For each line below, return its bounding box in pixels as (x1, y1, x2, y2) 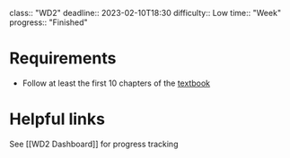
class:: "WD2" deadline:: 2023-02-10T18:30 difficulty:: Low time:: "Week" (9, 8, 281, 18)
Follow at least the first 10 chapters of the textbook (22, 78, 211, 88)
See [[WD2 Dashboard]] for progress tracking (9, 138, 179, 149)
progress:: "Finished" (9, 17, 88, 28)
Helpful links (9, 109, 106, 129)
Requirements (9, 48, 117, 69)
